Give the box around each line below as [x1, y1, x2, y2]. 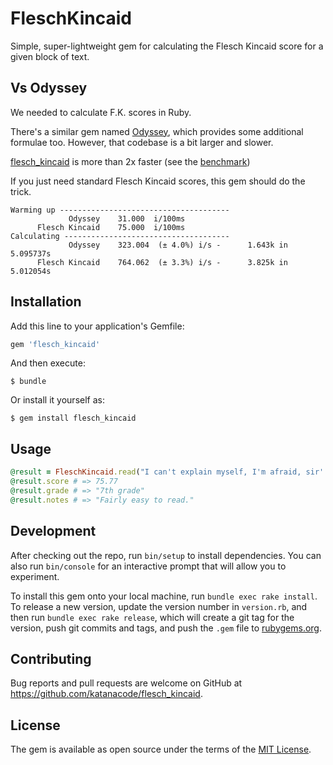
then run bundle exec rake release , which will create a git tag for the [10, 611, 295, 623]
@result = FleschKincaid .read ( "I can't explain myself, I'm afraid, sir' [10, 467, 325, 477]
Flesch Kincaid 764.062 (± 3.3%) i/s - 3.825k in [36, 257, 288, 267]
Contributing [10, 650, 92, 667]
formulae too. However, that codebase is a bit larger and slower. [10, 136, 274, 148]
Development [10, 523, 97, 540]
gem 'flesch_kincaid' [10, 339, 101, 349]
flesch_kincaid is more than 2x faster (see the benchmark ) [10, 155, 251, 167]
